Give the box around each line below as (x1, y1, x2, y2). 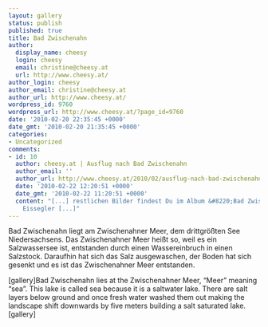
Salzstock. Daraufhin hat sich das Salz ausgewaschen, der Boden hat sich (8, 252, 252, 262)
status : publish (8, 19, 62, 27)
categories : (8, 130, 48, 138)
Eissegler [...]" (22, 204, 81, 212)
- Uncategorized (8, 137, 62, 146)
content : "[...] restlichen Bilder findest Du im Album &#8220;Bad (15, 197, 245, 205)
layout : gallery (8, 11, 62, 20)
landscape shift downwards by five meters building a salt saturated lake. (8, 301, 246, 311)
